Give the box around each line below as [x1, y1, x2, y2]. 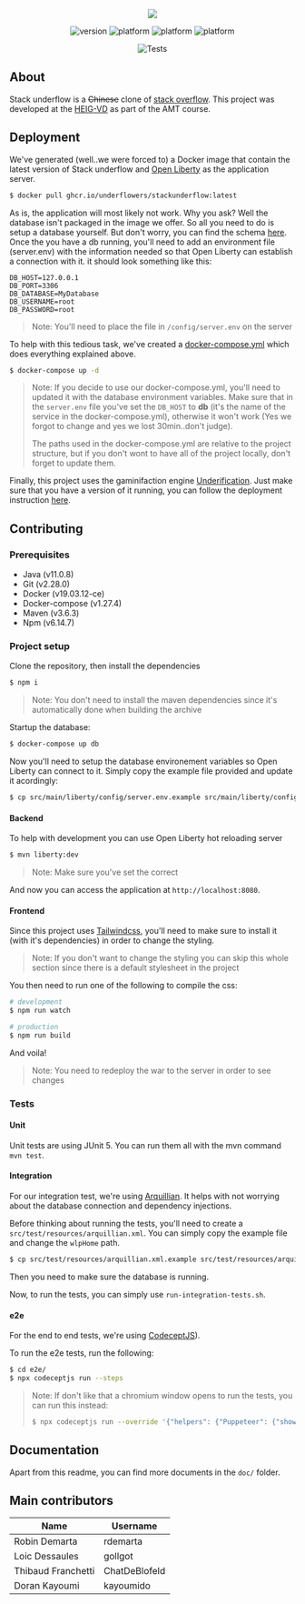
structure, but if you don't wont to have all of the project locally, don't [31, 448, 291, 459]
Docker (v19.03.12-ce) [22, 588, 105, 599]
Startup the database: [9, 722, 91, 733]
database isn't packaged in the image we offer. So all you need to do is [9, 216, 275, 227]
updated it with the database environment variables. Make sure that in [31, 392, 293, 403]
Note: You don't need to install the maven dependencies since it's [31, 695, 278, 706]
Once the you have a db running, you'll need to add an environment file [9, 236, 275, 247]
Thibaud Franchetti [14, 1565, 95, 1578]
